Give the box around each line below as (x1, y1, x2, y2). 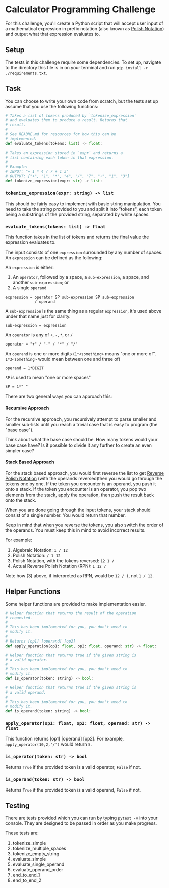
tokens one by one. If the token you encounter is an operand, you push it (5, 481, 156, 487)
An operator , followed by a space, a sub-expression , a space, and (12, 274, 149, 280)
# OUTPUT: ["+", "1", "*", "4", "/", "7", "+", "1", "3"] (5, 174, 130, 179)
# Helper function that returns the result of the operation (5, 610, 137, 616)
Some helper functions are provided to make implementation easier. (5, 601, 146, 607)
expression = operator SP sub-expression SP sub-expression (5, 294, 135, 300)
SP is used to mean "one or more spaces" (5, 375, 91, 381)
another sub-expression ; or (12, 279, 69, 286)
